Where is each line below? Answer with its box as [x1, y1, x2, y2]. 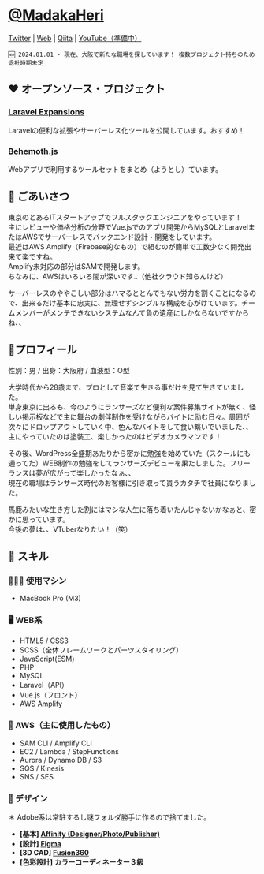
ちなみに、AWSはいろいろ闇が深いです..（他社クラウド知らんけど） [8, 271, 228, 281]
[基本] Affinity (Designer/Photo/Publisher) [19, 829, 160, 839]
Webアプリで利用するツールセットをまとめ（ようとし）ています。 [8, 164, 223, 174]
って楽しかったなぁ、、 [62, 468, 136, 477]
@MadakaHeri [8, 6, 104, 24]
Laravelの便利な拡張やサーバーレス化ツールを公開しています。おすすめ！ [8, 125, 245, 135]
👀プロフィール [8, 343, 77, 357]
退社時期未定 [8, 58, 44, 67]
